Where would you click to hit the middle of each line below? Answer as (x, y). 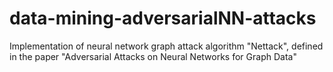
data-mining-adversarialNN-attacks (163, 18)
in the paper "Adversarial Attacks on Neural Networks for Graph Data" (153, 56)
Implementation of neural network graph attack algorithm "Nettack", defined (166, 46)
